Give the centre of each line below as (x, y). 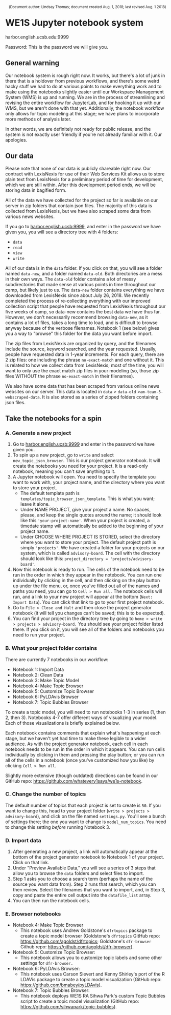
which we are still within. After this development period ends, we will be (81, 185)
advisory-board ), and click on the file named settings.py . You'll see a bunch (86, 816)
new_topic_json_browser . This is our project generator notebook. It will (86, 461)
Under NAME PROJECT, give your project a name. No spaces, (86, 510)
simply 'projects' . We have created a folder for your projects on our (92, 548)
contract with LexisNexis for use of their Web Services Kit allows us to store (85, 174)
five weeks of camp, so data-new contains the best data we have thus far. (83, 311)
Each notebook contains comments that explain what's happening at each (83, 733)
